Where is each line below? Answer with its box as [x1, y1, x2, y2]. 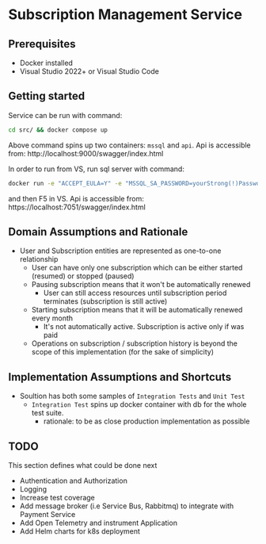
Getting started [8, 90, 85, 103]
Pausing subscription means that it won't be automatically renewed [31, 280, 251, 289]
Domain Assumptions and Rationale [8, 224, 188, 239]
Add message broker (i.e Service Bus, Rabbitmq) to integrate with [19, 501, 234, 511]
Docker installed [19, 58, 74, 67]
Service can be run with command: [8, 110, 123, 120]
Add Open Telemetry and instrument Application [19, 518, 178, 527]
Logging [19, 485, 47, 493]
